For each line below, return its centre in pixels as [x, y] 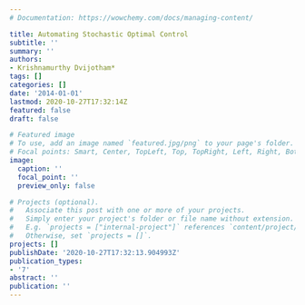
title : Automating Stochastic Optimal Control [99, 34]
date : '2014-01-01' [46, 93]
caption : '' [40, 169]
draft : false [34, 119]
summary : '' [32, 51]
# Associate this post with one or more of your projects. [128, 211]
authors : [26, 60]
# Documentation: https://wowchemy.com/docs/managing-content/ [132, 18]
